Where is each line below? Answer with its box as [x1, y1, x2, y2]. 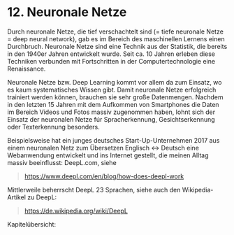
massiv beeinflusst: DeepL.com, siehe [7, 158, 117, 166]
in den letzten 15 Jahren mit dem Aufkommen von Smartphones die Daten [7, 100, 219, 108]
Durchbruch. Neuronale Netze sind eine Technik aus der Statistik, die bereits [7, 42, 228, 50]
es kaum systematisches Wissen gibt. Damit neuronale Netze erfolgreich [7, 85, 217, 94]
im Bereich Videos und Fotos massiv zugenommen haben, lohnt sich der [7, 108, 215, 116]
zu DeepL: [27, 193, 57, 201]
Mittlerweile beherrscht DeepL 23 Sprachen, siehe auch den [7, 185, 181, 194]
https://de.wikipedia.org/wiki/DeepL [24, 206, 128, 215]
